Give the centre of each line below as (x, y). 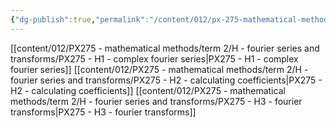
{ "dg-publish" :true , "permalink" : (80, 19)
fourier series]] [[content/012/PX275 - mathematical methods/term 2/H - (159, 69)
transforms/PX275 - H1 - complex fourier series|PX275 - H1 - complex (154, 58)
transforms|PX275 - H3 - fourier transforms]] (103, 112)
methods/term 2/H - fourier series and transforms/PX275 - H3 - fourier (156, 101)
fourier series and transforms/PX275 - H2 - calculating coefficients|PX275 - (166, 80)
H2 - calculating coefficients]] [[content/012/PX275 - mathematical (148, 90)
